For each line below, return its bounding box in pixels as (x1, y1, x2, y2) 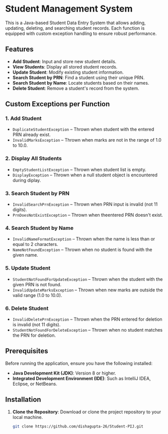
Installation (5, 395, 41, 404)
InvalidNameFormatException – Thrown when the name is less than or (12, 236, 155, 242)
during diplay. (12, 177, 41, 183)
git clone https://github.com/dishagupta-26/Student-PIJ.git (12, 424, 144, 429)
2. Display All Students (5, 155, 62, 162)
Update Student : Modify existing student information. (12, 69, 124, 75)
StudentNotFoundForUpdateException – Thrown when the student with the (12, 276, 163, 282)
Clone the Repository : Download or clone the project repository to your (12, 409, 161, 415)
